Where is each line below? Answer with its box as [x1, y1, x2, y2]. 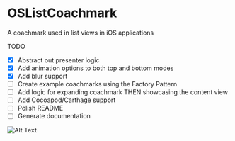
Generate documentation [17, 112, 91, 120]
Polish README [17, 104, 64, 113]
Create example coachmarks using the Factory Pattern [17, 80, 178, 89]
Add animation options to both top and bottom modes [17, 64, 174, 72]
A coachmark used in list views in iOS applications [7, 28, 154, 37]
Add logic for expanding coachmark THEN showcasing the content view [17, 88, 229, 96]
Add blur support [17, 72, 68, 81]
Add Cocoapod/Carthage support [17, 96, 116, 104]
